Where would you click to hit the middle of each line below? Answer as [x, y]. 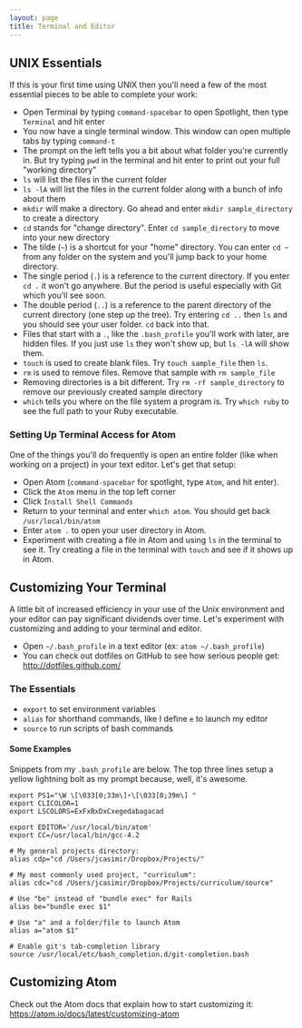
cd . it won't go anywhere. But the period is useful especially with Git [152, 286]
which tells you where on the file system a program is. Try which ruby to [156, 401]
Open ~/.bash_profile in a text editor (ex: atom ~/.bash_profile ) [143, 647]
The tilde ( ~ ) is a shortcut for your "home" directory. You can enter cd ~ [156, 247]
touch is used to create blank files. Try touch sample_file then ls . [145, 363]
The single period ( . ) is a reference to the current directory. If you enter [156, 276]
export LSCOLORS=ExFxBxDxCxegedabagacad [87, 811]
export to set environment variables [89, 708]
